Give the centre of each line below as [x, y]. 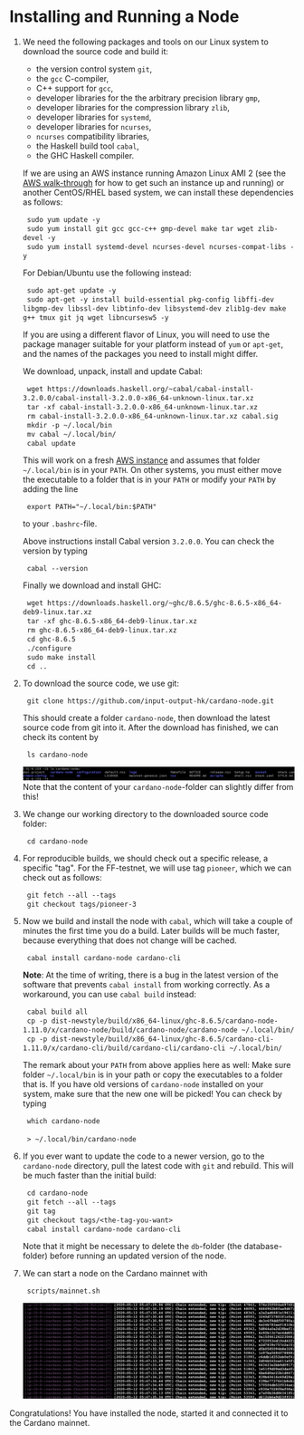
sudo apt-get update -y [71, 290]
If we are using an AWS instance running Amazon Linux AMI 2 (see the [154, 173]
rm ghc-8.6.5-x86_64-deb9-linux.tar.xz [102, 630]
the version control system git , [94, 69]
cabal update [51, 443]
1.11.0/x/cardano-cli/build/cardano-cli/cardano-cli [124, 1048]
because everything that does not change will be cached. [129, 940]
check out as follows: [62, 878]
